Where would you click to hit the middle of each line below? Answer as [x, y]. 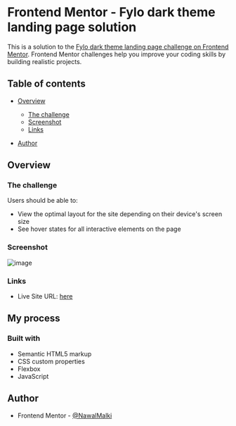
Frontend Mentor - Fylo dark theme [111, 12]
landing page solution [72, 27]
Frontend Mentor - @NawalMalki [65, 415]
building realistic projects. [45, 61]
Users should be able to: [43, 201]
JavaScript [33, 376]
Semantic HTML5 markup [54, 353]
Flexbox [29, 369]
